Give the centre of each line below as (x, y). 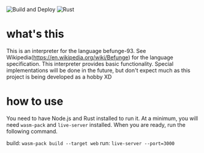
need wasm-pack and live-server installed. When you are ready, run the (96, 124)
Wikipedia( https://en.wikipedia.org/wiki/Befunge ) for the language (90, 57)
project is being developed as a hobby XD (59, 77)
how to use (35, 101)
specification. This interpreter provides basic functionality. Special (90, 63)
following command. (32, 131)
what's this (35, 34)
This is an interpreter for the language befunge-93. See (76, 51)
